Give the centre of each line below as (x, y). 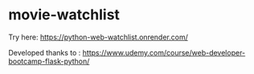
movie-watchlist (64, 15)
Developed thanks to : (45, 52)
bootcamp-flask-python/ (49, 61)
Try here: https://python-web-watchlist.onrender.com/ (98, 37)
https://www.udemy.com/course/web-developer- (164, 52)
